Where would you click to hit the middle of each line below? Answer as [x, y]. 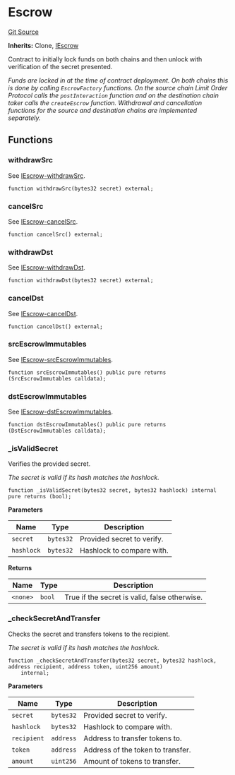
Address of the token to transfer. [137, 750]
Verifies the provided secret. [49, 464]
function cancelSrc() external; [55, 234]
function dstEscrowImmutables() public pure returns [87, 425]
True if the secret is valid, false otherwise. [134, 597]
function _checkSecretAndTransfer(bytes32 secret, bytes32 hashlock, [113, 661]
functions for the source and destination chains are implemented [102, 110]
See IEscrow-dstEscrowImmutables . [61, 412]
